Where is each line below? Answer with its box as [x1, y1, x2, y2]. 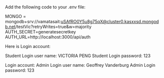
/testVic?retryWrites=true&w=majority [15, 24, 92, 30]
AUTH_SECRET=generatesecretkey [5, 29, 76, 34]
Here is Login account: [5, 44, 51, 49]
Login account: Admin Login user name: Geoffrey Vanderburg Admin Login [5, 62, 155, 68]
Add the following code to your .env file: [5, 4, 85, 10]
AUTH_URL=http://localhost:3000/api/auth [5, 34, 91, 40]
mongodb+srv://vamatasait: [5, 19, 61, 24]
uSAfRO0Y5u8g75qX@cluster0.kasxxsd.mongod [61, 19, 159, 24]
